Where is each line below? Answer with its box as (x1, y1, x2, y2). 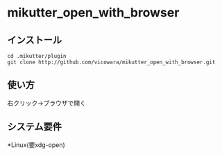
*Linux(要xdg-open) (7, 140, 66, 149)
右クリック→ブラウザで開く (7, 99, 87, 107)
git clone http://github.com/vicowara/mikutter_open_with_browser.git (7, 59, 216, 66)
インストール (7, 34, 62, 46)
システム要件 (7, 121, 62, 133)
